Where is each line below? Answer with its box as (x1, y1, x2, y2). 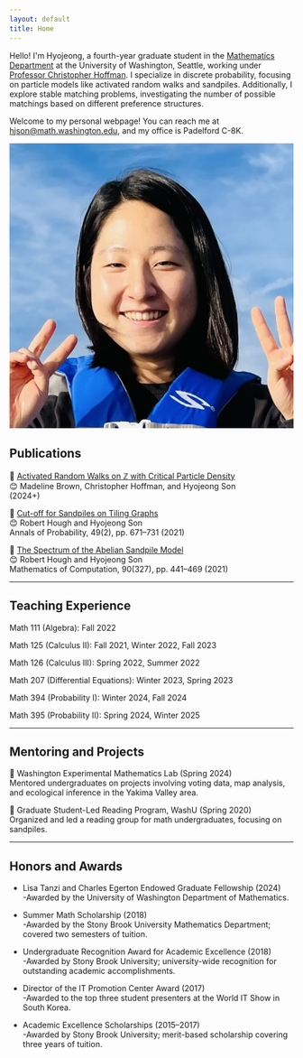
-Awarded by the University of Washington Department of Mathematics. (22, 892, 289, 903)
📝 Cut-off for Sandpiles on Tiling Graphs (9, 507, 159, 518)
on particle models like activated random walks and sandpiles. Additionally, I (9, 79, 293, 89)
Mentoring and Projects (9, 744, 145, 759)
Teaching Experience (9, 599, 132, 614)
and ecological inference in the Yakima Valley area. (9, 787, 198, 798)
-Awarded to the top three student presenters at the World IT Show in (22, 993, 280, 1004)
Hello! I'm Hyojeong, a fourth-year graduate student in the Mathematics (9, 50, 275, 60)
